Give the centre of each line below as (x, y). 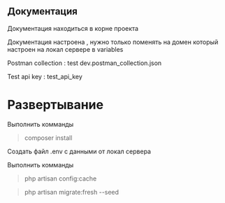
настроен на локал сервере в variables (65, 49)
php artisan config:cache (60, 178)
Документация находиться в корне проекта (73, 28)
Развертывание (55, 105)
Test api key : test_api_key (45, 76)
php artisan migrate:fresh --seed (72, 192)
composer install (48, 138)
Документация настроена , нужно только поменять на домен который (113, 42)
